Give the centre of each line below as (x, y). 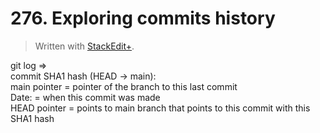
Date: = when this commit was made (85, 97)
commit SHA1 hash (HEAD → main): (83, 76)
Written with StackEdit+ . (84, 46)
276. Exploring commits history (143, 18)
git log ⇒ (29, 65)
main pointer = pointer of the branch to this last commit (124, 86)
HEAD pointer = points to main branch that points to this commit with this (160, 108)
